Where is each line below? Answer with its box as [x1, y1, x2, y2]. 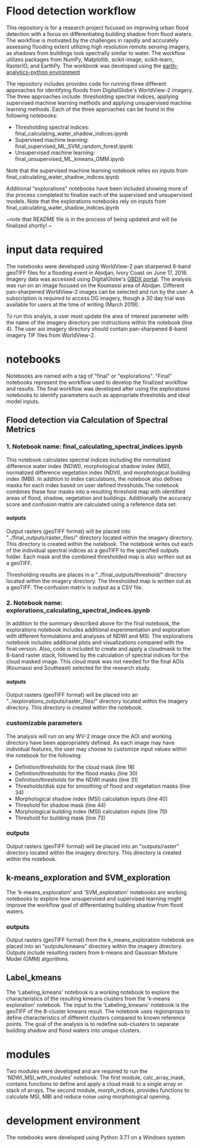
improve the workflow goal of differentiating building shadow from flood [6, 901, 183, 908]
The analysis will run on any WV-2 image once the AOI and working [6, 732, 172, 740]
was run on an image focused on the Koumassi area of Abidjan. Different [6, 281, 185, 289]
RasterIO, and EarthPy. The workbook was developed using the [6, 62, 162, 69]
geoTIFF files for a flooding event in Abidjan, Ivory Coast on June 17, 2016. [6, 269, 188, 276]
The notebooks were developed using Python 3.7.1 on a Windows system [6, 1133, 185, 1141]
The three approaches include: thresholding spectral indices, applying [6, 93, 179, 100]
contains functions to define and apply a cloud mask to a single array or [6, 1080, 183, 1087]
